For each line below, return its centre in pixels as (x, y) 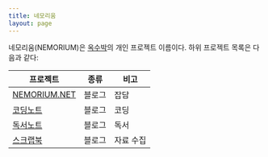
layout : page (30, 23)
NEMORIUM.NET (44, 94)
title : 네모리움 (32, 16)
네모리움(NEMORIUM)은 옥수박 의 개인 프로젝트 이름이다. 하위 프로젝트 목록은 (130, 47)
